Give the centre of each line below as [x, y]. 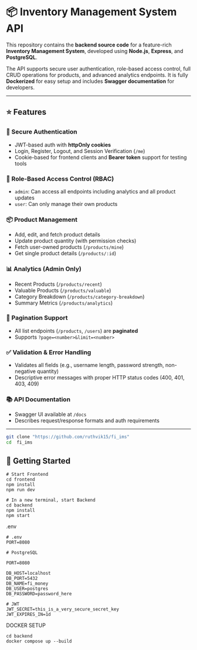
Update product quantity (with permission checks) [75, 241]
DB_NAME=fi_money [27, 584]
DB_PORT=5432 [22, 578]
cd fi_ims [19, 442]
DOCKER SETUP [26, 625]
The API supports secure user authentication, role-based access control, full [98, 68]
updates [25, 198]
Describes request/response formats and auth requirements [87, 421]
